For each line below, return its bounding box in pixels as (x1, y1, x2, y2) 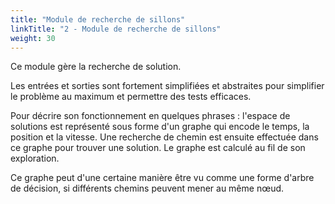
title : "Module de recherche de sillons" (10, 14, 186, 25)
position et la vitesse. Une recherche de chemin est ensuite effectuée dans (10, 131, 319, 143)
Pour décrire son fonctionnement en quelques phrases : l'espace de (10, 110, 291, 122)
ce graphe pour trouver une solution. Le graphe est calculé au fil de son (10, 142, 306, 154)
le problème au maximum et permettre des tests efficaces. (10, 91, 252, 103)
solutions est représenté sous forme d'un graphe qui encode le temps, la (10, 121, 310, 133)
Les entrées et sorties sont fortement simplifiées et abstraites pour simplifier (10, 80, 325, 92)
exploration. (10, 152, 60, 165)
